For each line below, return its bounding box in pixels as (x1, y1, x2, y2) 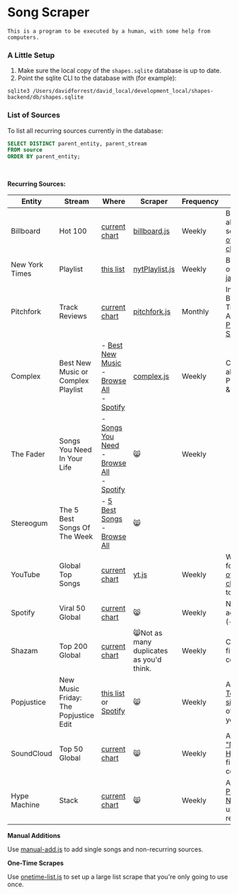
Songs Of (59, 523, 91, 533)
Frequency (181, 196, 219, 206)
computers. (7, 33, 40, 41)
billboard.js (133, 226, 170, 236)
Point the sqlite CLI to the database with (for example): (17, 74, 177, 82)
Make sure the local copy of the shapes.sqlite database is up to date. (17, 67, 222, 75)
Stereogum (11, 519, 48, 528)
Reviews (59, 311, 87, 321)
